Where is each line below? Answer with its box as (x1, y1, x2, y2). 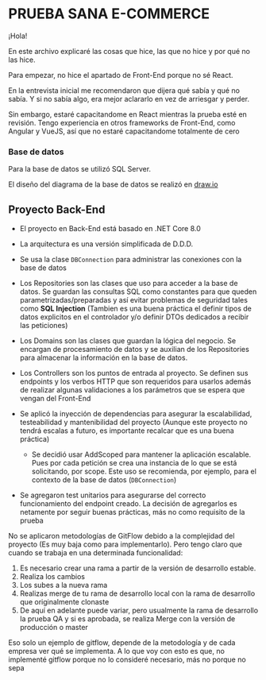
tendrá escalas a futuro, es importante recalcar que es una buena (19, 426, 234, 435)
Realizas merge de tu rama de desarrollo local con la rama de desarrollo (19, 589, 256, 598)
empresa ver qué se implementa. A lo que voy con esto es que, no (8, 647, 225, 656)
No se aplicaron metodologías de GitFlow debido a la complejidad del (8, 531, 235, 541)
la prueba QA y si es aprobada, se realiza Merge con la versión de (19, 614, 236, 624)
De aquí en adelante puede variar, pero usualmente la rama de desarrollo (19, 605, 259, 616)
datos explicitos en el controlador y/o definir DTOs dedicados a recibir (19, 312, 249, 322)
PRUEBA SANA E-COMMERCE (8, 5, 210, 23)
